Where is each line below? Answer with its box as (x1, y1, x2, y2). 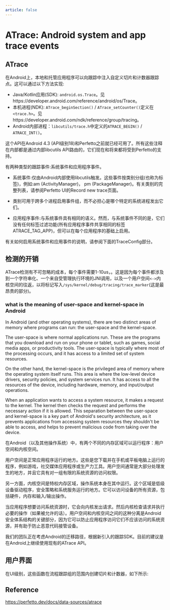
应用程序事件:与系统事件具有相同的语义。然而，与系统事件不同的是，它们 (12, 215, 165, 221)
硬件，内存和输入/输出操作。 (9, 493, 69, 499)
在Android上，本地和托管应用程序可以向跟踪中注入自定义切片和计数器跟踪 (5, 74, 159, 80)
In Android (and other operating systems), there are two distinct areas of (5, 319, 156, 325)
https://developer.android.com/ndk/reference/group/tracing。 (12, 117, 142, 123)
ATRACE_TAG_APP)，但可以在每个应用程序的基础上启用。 (12, 228, 133, 234)
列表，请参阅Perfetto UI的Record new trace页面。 (17, 187, 121, 193)
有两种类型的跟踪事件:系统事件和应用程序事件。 (5, 163, 105, 170)
